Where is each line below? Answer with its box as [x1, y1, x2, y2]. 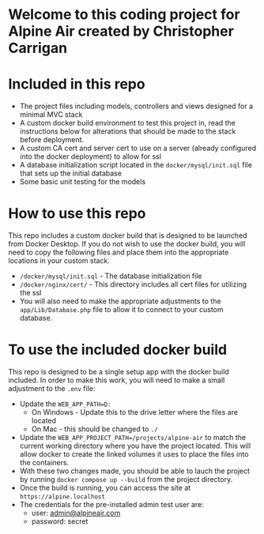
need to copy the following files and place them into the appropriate [8, 247, 229, 258]
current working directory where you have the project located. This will [19, 441, 251, 450]
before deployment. [19, 135, 85, 145]
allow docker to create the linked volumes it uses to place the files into [19, 449, 249, 459]
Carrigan [8, 39, 68, 57]
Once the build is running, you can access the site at [19, 483, 191, 492]
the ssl [19, 288, 42, 298]
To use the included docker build [8, 341, 228, 359]
